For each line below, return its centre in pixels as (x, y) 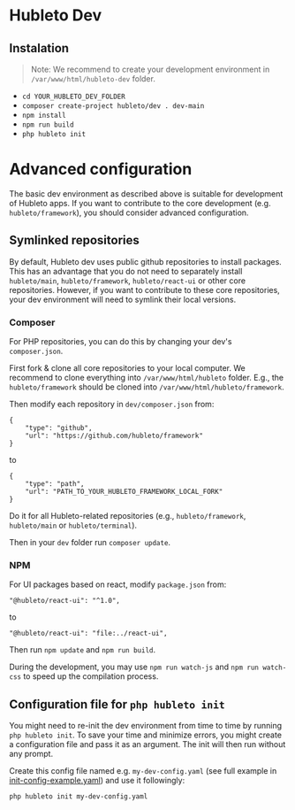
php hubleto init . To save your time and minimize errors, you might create (146, 735)
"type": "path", (55, 484)
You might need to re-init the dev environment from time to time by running (146, 726)
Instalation (39, 48)
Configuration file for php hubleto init (117, 704)
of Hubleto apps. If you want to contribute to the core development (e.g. (140, 203)
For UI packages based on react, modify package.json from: (118, 584)
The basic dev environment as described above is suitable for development (146, 193)
